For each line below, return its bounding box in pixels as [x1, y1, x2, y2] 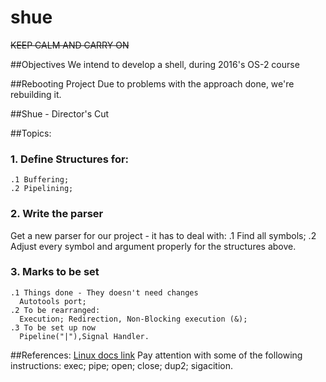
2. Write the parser [10, 207, 104, 221]
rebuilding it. [10, 88, 62, 100]
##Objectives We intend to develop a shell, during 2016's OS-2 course [10, 58, 300, 70]
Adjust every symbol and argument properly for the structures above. [10, 240, 297, 252]
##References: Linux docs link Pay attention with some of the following [10, 349, 303, 361]
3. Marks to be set [10, 265, 100, 279]
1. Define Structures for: [10, 152, 130, 166]
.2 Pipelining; [10, 184, 74, 194]
